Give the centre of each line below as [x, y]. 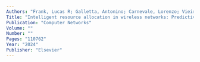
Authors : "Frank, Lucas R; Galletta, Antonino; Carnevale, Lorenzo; [93, 12]
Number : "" [20, 34]
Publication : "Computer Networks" [49, 22]
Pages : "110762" [26, 39]
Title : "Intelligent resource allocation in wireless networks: [87, 17]
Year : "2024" [22, 45]
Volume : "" [20, 28]
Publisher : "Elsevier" [34, 50]
